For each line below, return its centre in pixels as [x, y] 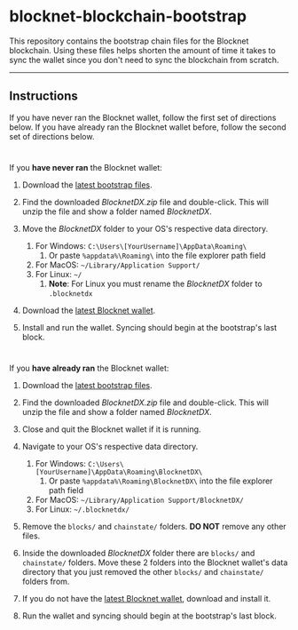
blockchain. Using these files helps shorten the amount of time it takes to [143, 50]
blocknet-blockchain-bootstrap [128, 16]
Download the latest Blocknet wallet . [89, 310]
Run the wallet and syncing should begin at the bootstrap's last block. [149, 616]
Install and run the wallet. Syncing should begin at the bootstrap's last [149, 327]
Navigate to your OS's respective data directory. [110, 447]
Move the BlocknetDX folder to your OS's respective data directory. [145, 228]
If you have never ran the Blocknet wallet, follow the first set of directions [143, 117]
